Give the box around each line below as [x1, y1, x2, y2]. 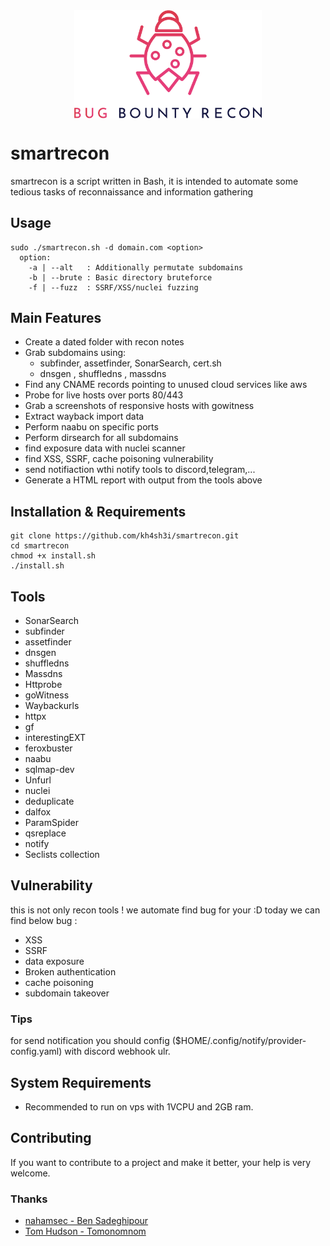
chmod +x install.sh [10, 551, 97, 561]
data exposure [24, 955, 85, 967]
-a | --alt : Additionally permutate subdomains [28, 262, 244, 273]
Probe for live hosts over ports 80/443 [24, 389, 184, 401]
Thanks [10, 1192, 48, 1206]
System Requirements [10, 1074, 152, 1091]
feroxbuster [24, 742, 73, 754]
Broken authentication [24, 965, 117, 978]
